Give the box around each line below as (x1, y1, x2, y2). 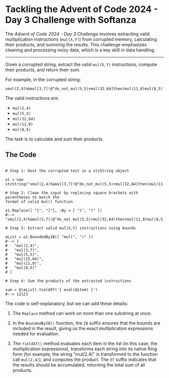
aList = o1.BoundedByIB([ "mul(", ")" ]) (5, 234, 94, 240)
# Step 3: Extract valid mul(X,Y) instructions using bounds (5, 225, 136, 231)
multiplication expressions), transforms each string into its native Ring (12, 346, 157, 352)
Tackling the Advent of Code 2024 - (5, 4, 158, 15)
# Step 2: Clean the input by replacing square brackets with (5, 190, 138, 195)
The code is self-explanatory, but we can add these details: (5, 300, 128, 307)
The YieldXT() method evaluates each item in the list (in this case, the (12, 340, 157, 346)
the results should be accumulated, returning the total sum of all (12, 361, 145, 368)
